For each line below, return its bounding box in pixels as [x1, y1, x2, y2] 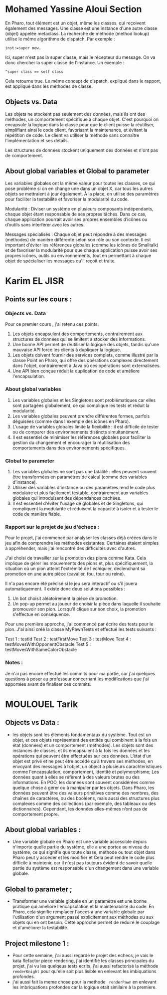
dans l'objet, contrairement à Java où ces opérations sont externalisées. [12, 363, 161, 369]
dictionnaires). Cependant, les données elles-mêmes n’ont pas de [12, 805, 148, 811]
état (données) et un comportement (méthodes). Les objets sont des [12, 742, 154, 748]
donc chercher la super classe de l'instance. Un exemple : [5, 59, 125, 65]
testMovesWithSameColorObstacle [5, 647, 77, 653]
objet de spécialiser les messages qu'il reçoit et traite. [5, 258, 116, 264]
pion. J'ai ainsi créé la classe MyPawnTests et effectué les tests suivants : [5, 626, 157, 632]
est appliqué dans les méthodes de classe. [5, 83, 93, 89]
